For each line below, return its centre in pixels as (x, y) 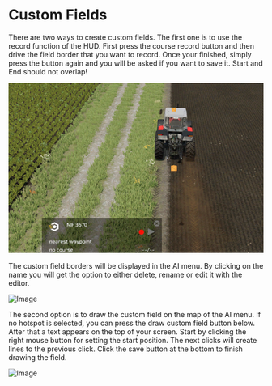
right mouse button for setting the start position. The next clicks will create (133, 340)
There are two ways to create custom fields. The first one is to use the (125, 37)
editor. (19, 283)
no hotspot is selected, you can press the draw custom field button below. (132, 323)
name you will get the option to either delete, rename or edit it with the (125, 274)
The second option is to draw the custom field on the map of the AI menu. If (135, 314)
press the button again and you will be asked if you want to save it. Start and (136, 63)
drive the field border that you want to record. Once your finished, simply (130, 54)
